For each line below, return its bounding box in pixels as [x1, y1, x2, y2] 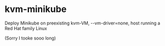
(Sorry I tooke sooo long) [4, 35, 56, 41]
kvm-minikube [4, 3, 67, 15]
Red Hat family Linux [4, 25, 47, 31]
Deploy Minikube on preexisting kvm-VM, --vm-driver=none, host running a [4, 20, 161, 26]
